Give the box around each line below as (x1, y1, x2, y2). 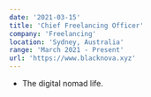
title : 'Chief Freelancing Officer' (9, 21, 144, 30)
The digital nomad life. (21, 78, 104, 88)
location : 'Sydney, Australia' (9, 37, 125, 47)
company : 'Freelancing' (9, 29, 97, 38)
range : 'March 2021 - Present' (9, 46, 125, 55)
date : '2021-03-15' (9, 12, 81, 22)
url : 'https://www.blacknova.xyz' (9, 54, 137, 63)
